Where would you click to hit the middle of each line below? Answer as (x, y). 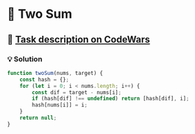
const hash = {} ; (44, 79)
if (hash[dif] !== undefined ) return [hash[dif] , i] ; (111, 99)
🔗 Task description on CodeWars (79, 40)
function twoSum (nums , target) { (55, 73)
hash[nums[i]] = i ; (60, 105)
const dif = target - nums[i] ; (77, 92)
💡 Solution (25, 59)
